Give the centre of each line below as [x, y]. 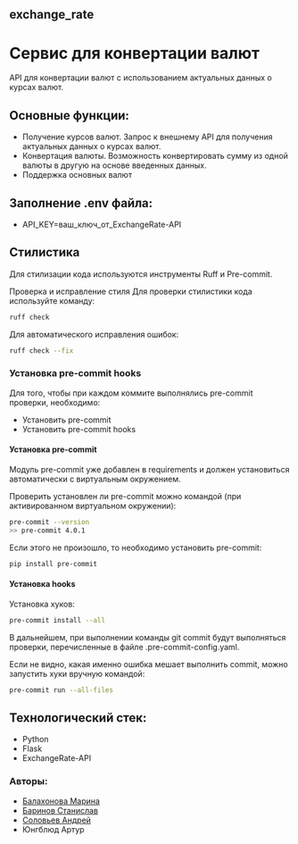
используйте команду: [52, 301]
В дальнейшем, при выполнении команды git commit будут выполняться [148, 637]
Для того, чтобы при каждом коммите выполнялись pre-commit [131, 393]
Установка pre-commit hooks [75, 373]
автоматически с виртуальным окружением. [95, 479]
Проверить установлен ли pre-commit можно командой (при [125, 497]
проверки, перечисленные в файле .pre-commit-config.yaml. [124, 647]
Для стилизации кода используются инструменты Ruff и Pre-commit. [141, 274]
